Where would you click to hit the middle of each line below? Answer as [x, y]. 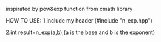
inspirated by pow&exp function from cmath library [69, 9]
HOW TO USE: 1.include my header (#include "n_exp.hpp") [79, 20]
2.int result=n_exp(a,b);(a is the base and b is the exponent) [80, 32]
